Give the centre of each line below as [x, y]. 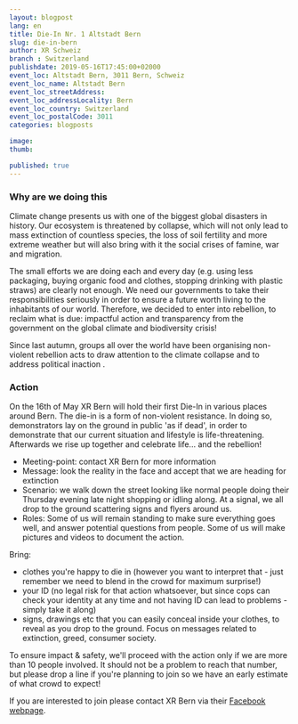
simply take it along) [59, 610]
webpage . [28, 711]
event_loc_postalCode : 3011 [61, 117]
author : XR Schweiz [45, 51]
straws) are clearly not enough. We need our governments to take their [139, 289]
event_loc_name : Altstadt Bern [67, 84]
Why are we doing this [59, 197]
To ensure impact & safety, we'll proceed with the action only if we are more [149, 655]
